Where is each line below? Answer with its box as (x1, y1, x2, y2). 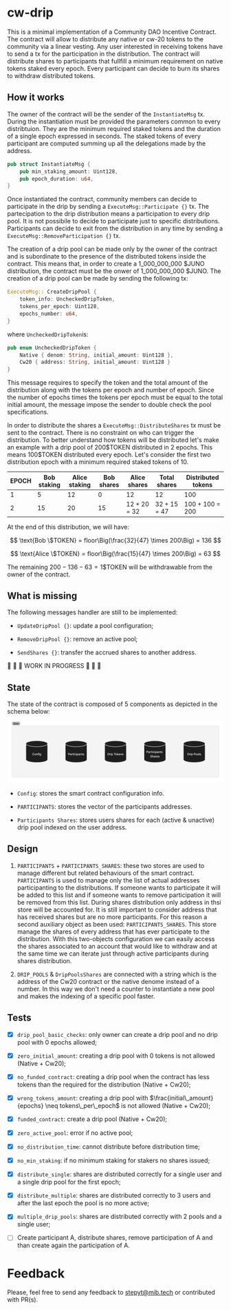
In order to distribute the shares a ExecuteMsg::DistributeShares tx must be (7, 421, 221, 430)
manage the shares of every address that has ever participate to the (16, 927, 210, 936)
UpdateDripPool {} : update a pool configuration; (16, 622, 153, 630)
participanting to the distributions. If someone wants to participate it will (16, 883, 221, 891)
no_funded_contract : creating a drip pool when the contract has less (16, 1072, 210, 1080)
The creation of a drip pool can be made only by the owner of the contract (7, 245, 218, 253)
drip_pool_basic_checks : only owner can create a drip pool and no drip (16, 1030, 218, 1038)
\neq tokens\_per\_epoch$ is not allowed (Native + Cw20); (45, 1101, 211, 1109)
